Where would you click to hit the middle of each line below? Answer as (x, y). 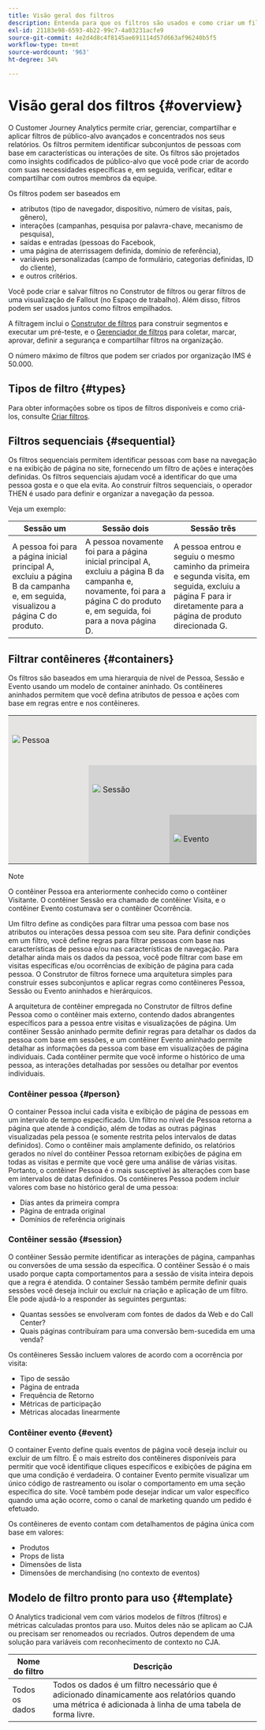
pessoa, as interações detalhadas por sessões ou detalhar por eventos (123, 1066)
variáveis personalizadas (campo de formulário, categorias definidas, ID (136, 259)
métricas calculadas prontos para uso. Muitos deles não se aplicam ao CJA (131, 1625)
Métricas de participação (60, 1403)
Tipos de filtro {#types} (67, 389)
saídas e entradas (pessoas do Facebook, (88, 242)
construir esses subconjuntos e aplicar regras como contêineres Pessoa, (127, 982)
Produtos (34, 1548)
